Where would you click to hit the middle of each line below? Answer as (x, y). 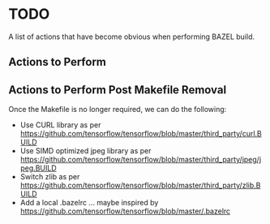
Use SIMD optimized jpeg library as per (86, 151)
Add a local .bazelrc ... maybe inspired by (89, 203)
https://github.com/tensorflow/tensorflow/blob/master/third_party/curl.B (141, 134)
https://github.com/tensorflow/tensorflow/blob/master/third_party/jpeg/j (141, 160)
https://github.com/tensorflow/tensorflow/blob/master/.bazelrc (125, 211)
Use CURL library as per (60, 125)
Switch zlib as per (50, 177)
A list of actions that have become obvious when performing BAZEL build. (132, 37)
